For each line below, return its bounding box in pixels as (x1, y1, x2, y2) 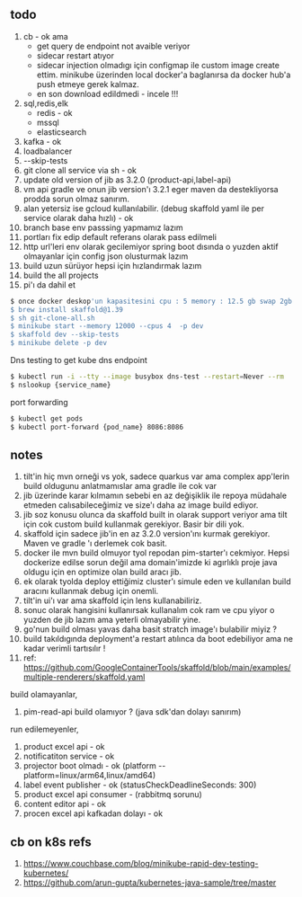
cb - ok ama (22, 31, 68, 41)
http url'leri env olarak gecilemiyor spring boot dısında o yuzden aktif (22, 241, 279, 252)
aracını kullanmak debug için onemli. (22, 586, 159, 597)
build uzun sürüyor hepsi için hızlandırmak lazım (22, 260, 202, 271)
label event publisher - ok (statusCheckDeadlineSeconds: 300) (22, 779, 257, 790)
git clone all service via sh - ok (22, 164, 138, 175)
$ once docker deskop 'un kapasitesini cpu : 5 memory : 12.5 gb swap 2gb (10, 297, 293, 306)
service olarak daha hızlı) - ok (22, 212, 134, 223)
